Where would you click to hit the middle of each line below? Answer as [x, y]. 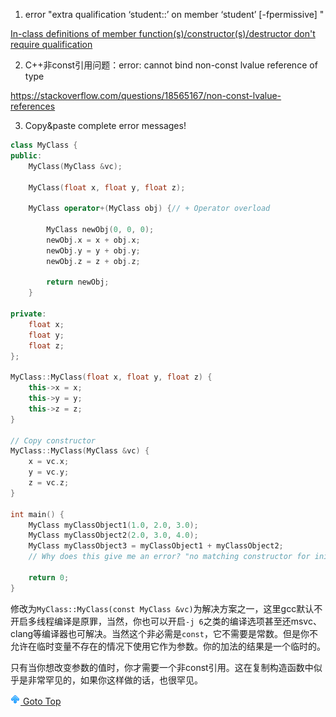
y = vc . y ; [49, 472]
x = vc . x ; [49, 462]
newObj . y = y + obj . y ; [93, 250]
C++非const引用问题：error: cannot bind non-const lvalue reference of [171, 65]
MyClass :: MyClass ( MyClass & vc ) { [80, 451]
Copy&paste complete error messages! [105, 125]
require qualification [51, 44]
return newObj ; [78, 282]
